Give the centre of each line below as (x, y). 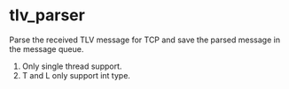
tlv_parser (47, 15)
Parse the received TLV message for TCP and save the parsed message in (145, 40)
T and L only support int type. (76, 75)
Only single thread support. (72, 66)
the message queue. (47, 48)
